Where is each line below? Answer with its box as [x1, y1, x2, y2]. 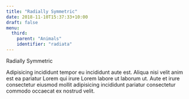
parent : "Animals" [16, 36, 62, 42]
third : [11, 30, 28, 36]
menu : [6, 25, 19, 31]
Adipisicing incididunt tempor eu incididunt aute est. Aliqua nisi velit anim [6, 69, 184, 76]
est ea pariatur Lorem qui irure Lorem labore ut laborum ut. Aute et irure [6, 74, 180, 82]
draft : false [6, 19, 38, 25]
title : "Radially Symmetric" [6, 8, 78, 15]
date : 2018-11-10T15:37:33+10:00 [6, 14, 88, 20]
